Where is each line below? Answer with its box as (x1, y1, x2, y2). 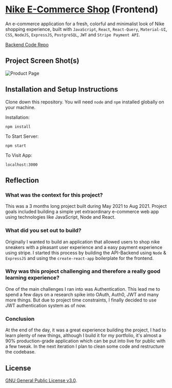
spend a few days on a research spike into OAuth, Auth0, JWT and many (5, 291, 159, 297)
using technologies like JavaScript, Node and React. (5, 214, 116, 220)
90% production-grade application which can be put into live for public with (5, 338, 166, 344)
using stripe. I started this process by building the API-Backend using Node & (5, 250, 167, 256)
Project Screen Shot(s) (5, 57, 80, 65)
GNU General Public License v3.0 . (5, 377, 77, 383)
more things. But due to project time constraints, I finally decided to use (5, 297, 157, 303)
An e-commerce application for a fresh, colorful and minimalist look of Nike (5, 21, 165, 27)
